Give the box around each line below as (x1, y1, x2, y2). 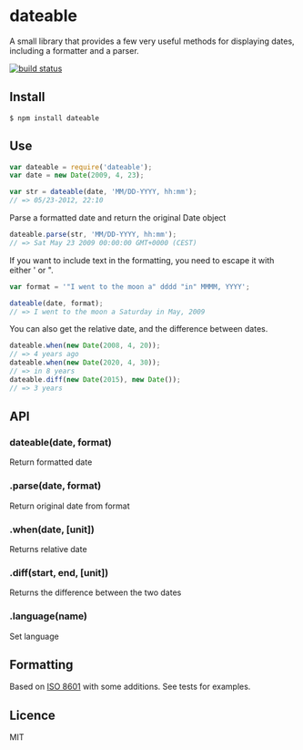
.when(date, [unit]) (9, 523, 96, 536)
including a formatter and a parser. (9, 45, 139, 56)
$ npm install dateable (9, 113, 100, 123)
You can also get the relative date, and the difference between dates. (9, 324, 268, 334)
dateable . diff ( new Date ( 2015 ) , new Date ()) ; (9, 375, 181, 384)
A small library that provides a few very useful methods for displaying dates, (9, 36, 295, 46)
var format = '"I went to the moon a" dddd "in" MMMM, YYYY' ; (9, 282, 250, 292)
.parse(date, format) (9, 479, 102, 492)
